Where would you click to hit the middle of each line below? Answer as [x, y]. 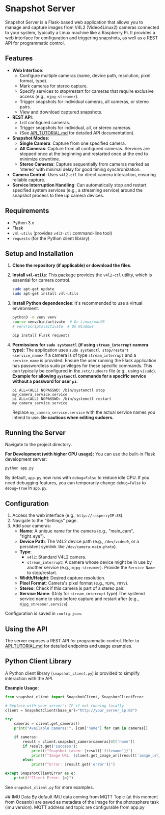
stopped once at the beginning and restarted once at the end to [84, 154]
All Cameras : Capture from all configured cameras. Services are [85, 148]
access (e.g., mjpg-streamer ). [49, 96]
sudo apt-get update [33, 289]
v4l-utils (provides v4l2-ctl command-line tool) [62, 233]
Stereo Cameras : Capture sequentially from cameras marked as [84, 164]
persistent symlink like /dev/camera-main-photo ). [68, 547]
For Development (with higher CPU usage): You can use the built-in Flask [80, 454]
